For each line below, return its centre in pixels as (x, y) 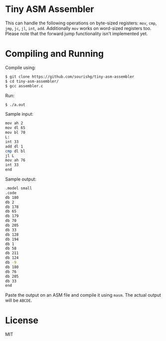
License (22, 321)
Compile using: (21, 67)
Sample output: (21, 179)
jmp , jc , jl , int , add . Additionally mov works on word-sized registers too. (78, 28)
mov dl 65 (15, 128)
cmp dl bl (15, 151)
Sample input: (19, 114)
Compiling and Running (54, 54)
